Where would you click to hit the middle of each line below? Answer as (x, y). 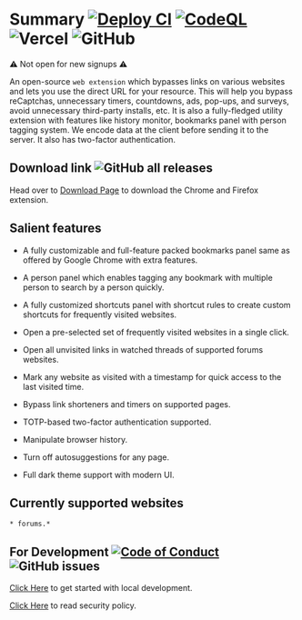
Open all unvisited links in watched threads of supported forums (143, 349)
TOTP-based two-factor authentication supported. (117, 422)
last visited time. (53, 386)
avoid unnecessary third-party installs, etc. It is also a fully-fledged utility (146, 110)
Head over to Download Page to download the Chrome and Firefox (134, 190)
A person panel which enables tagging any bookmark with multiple (147, 277)
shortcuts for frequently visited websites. (100, 315)
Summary (47, 20)
